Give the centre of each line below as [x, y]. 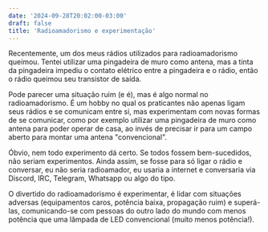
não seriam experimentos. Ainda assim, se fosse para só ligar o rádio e [126, 161]
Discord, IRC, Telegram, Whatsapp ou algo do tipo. [92, 178]
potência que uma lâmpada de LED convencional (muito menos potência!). [132, 220]
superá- [247, 202]
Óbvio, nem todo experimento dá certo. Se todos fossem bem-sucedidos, [130, 153]
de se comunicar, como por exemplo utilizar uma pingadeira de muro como [132, 120]
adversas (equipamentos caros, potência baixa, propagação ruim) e [120, 202]
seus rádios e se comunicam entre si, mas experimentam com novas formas [134, 112]
